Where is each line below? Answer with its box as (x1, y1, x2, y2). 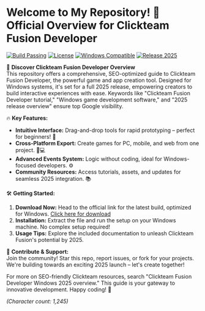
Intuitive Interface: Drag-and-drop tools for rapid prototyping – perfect (15, 126, 195, 134)
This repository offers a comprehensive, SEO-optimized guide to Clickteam (6, 70, 196, 77)
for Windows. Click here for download (15, 210, 111, 218)
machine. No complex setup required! (15, 223, 111, 230)
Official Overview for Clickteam (6, 18, 170, 32)
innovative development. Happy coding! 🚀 (6, 285, 112, 293)
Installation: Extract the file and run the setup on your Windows (15, 216, 176, 224)
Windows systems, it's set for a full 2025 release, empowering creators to (6, 82, 193, 90)
